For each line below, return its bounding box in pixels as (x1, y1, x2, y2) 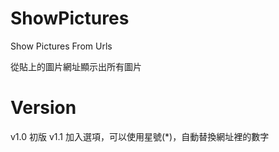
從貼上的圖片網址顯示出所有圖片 (10, 60, 142, 72)
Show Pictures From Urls (10, 40, 113, 52)
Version (10, 97, 77, 119)
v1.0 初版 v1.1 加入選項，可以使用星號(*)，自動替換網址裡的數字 (10, 130, 270, 142)
